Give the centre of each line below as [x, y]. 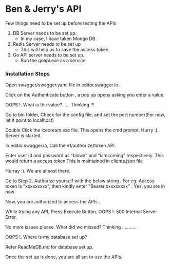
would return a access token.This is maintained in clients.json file [74, 161]
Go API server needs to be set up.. [49, 55]
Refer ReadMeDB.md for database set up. [49, 247]
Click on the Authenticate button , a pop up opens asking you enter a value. [85, 95]
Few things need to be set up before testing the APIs [61, 23]
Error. [11, 217]
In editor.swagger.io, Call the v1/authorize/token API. [61, 146]
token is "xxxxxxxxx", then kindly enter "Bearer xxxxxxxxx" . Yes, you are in [85, 186]
